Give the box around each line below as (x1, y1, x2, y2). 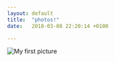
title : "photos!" (7, 16, 60, 23)
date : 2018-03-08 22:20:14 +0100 (7, 22, 109, 29)
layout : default (7, 10, 53, 17)
